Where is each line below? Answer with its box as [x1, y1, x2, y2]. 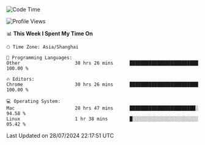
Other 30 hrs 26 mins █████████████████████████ [6, 60, 199, 66]
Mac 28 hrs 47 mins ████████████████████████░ [6, 105, 199, 111]
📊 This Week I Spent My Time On [6, 30, 93, 37]
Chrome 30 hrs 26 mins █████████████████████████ [6, 81, 199, 87]
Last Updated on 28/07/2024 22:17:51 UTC [6, 132, 114, 139]
